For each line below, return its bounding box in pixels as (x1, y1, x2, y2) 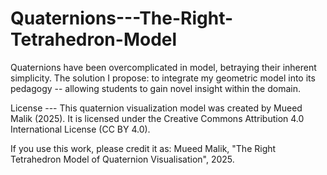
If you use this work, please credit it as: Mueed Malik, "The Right (10, 142, 277, 154)
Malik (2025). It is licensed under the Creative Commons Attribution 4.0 (10, 112, 305, 124)
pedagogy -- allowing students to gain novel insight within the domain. (10, 82, 301, 94)
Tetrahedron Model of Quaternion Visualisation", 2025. (10, 153, 235, 165)
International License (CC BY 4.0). (10, 123, 151, 135)
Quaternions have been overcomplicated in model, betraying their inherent (10, 61, 317, 73)
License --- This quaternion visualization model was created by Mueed (10, 102, 303, 114)
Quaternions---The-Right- (10, 7, 234, 30)
